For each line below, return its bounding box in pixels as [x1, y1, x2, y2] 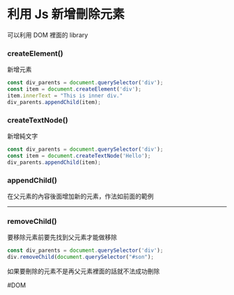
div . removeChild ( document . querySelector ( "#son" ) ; [7, 254, 155, 261]
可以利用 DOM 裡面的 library [7, 31, 88, 39]
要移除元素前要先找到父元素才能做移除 [7, 233, 117, 241]
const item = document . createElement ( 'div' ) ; [7, 86, 141, 93]
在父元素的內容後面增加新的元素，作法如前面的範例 [7, 192, 154, 200]
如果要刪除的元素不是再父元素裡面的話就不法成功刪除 [7, 267, 160, 275]
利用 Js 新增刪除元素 [7, 6, 125, 22]
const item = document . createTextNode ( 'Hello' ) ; [7, 152, 151, 159]
